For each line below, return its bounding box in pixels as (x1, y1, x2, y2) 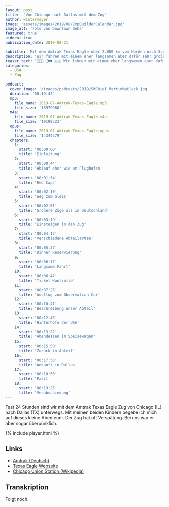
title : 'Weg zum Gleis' (18, 194, 69, 199)
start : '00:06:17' (18, 260, 57, 265)
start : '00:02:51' (18, 203, 57, 208)
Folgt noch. (5, 496, 29, 502)
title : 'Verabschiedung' (18, 390, 71, 395)
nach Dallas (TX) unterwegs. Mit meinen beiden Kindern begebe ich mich (5, 409, 157, 415)
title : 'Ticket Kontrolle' (18, 278, 75, 283)
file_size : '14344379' (14, 133, 62, 138)
